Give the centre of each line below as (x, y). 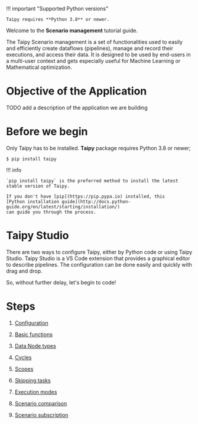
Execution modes (36, 392)
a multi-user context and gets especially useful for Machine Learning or (93, 61)
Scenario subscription (41, 414)
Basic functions (34, 334)
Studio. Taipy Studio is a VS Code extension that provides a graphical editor (98, 258)
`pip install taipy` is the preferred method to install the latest (92, 181)
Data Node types (35, 346)
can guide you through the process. (51, 212)
